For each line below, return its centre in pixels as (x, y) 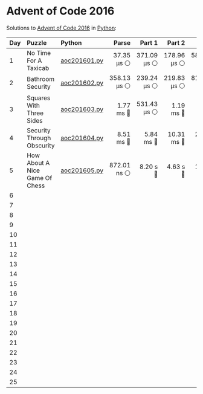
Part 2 (176, 42)
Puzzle (37, 42)
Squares (39, 98)
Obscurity (41, 145)
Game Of (40, 178)
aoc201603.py (82, 109)
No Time (39, 53)
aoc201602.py (82, 83)
